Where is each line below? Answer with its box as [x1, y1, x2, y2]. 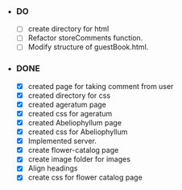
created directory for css [27, 91, 111, 100]
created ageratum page [27, 99, 107, 109]
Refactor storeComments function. [27, 33, 143, 43]
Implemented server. [27, 136, 97, 146]
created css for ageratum [27, 108, 113, 118]
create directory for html [27, 24, 110, 34]
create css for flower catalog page [27, 172, 143, 183]
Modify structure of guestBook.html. [27, 42, 149, 52]
